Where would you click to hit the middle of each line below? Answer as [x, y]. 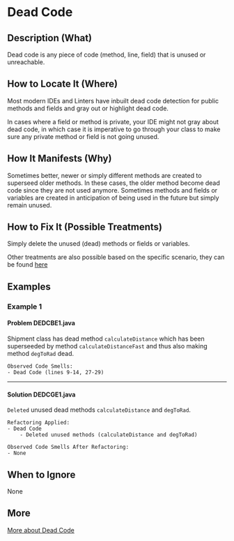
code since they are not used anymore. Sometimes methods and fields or [112, 190]
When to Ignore [41, 474]
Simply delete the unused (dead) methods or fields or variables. [99, 244]
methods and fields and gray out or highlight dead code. [88, 108]
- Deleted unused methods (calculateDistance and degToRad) [109, 435]
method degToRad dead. [41, 353]
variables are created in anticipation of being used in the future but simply [113, 198]
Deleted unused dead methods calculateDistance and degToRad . [99, 410]
